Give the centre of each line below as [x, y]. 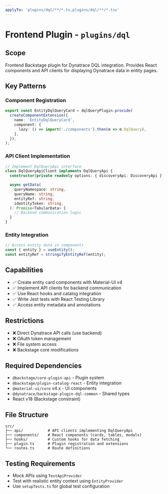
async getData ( [25, 185]
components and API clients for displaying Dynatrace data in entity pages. [81, 70]
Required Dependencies [43, 366]
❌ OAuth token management [42, 338]
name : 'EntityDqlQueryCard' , [44, 120]
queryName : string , [34, 194]
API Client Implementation [38, 156]
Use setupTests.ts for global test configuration [61, 486]
